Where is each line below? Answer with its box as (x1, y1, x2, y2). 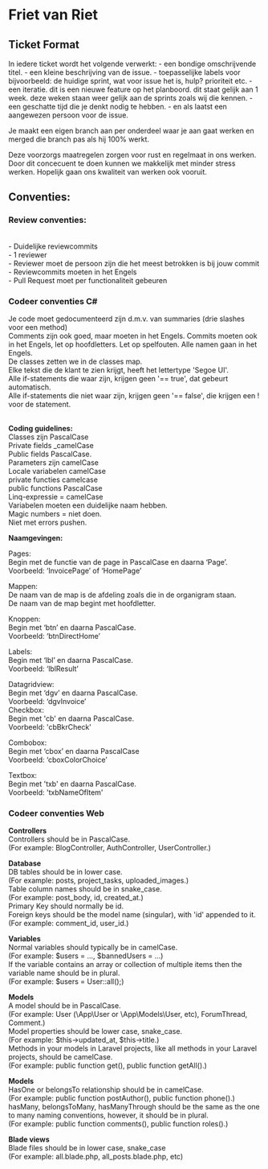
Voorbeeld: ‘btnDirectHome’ (8, 631, 100, 640)
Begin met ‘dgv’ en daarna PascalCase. (8, 688, 138, 698)
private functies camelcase (8, 475, 99, 484)
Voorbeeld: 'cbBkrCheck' (8, 722, 92, 731)
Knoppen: (8, 614, 41, 624)
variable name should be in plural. (8, 968, 120, 978)
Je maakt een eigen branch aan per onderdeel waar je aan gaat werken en (8, 126, 254, 135)
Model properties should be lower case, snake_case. (8, 1027, 183, 1036)
